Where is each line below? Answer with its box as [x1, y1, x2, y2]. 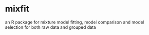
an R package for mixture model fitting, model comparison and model [5, 19, 145, 25]
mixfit [5, 3, 29, 14]
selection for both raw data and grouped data [5, 24, 96, 30]
